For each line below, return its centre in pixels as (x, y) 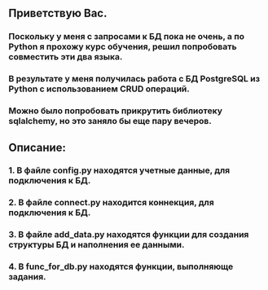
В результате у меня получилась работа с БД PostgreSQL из (134, 79)
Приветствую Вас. (58, 13)
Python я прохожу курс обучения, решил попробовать (123, 46)
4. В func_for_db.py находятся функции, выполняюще (121, 266)
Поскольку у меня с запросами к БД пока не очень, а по (127, 37)
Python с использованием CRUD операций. (99, 89)
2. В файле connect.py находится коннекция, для (111, 203)
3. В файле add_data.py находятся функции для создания (129, 235)
